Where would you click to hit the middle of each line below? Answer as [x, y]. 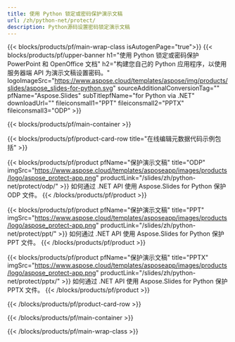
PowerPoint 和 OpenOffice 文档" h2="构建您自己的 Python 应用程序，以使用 [117, 64]
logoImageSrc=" [31, 81]
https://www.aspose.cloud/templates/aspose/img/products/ [141, 81]
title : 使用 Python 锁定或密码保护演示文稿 [65, 14]
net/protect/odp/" [33, 186]
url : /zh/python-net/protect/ [52, 20]
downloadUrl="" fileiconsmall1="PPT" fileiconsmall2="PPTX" [96, 103]
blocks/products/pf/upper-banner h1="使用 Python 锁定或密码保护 [103, 55]
